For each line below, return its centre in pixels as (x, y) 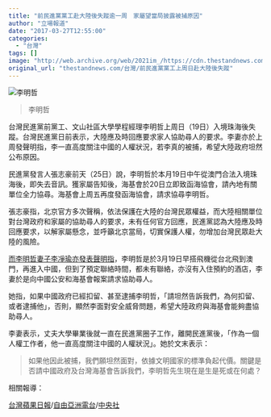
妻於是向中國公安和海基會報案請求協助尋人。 (83, 278)
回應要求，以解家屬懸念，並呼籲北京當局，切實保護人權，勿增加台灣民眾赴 (132, 231)
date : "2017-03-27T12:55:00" (57, 31)
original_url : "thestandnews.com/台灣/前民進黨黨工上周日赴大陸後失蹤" (121, 69)
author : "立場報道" (39, 23)
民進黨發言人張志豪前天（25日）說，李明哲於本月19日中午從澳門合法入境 (129, 173)
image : (19, 61)
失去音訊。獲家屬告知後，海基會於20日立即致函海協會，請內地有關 (147, 184)
